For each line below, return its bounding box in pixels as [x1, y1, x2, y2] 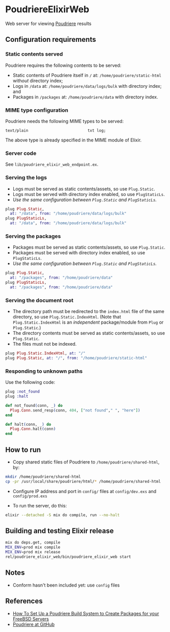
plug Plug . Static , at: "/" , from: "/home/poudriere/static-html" [5, 355, 147, 360]
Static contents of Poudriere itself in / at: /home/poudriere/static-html [12, 72, 162, 78]
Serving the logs [5, 174, 47, 181]
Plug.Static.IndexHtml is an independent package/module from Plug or [12, 319, 164, 325]
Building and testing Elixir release [5, 526, 114, 535]
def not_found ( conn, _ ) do [5, 403, 63, 408]
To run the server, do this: [12, 502, 67, 508]
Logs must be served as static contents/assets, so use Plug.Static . [12, 185, 155, 192]
